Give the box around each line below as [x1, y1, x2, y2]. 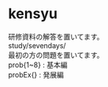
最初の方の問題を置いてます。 [8, 50, 104, 59]
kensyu [8, 5, 58, 23]
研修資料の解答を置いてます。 [8, 32, 104, 41]
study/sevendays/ [8, 40, 66, 50]
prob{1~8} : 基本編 [8, 60, 69, 70]
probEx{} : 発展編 [8, 70, 65, 79]
